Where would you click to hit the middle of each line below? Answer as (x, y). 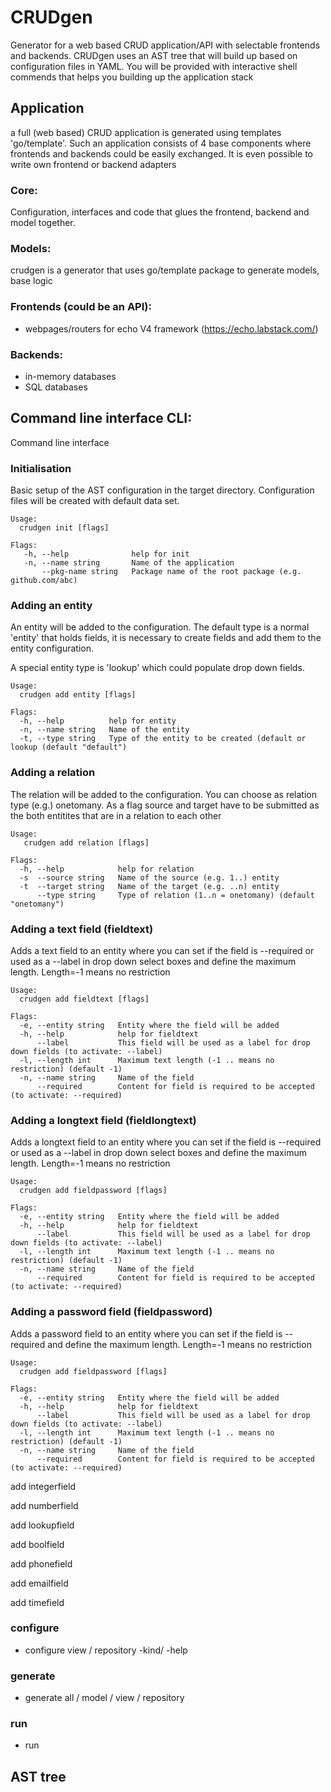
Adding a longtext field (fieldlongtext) (103, 1120)
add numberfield (44, 1505)
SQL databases (56, 387)
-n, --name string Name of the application (129, 563)
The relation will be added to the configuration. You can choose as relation (164, 794)
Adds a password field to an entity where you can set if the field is (146, 1333)
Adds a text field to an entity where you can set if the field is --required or (162, 950)
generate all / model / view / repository (104, 1698)
